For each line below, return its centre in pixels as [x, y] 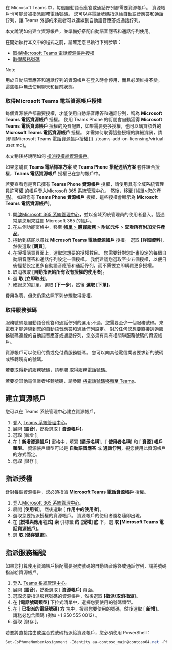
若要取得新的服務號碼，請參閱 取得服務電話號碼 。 [58, 370]
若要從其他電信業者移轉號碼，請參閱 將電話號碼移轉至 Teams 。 [72, 381]
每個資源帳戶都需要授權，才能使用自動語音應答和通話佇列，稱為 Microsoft [84, 113]
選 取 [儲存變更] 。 [31, 535]
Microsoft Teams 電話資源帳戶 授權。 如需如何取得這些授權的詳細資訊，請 [84, 133]
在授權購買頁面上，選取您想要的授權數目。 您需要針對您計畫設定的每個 [87, 253]
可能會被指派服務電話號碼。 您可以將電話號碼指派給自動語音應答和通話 [89, 14]
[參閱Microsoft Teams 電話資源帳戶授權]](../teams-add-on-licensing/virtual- [85, 139]
